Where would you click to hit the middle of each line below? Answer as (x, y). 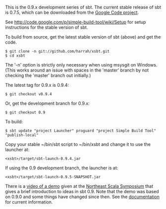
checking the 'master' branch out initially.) (48, 75)
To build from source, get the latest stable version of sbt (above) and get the (83, 37)
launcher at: (17, 149)
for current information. (29, 202)
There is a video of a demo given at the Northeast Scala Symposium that (79, 186)
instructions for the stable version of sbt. (47, 27)
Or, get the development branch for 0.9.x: (48, 103)
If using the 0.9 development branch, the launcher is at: (62, 168)
